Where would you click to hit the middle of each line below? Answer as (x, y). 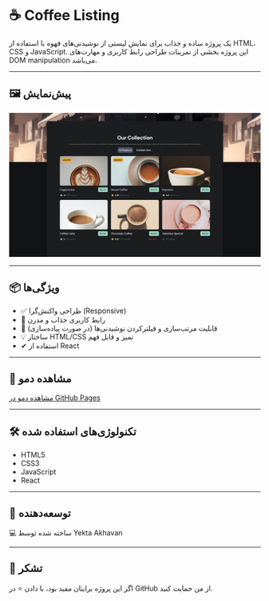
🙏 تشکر (26, 569)
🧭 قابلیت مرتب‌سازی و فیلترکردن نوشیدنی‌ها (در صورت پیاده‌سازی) (119, 328)
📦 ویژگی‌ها (34, 288)
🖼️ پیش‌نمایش (40, 94)
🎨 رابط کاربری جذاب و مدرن (63, 320)
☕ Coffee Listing (64, 16)
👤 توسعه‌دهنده (40, 513)
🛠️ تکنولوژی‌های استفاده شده (73, 432)
